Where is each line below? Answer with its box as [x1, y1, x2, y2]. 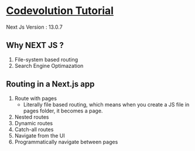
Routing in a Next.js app [6, 79, 95, 89]
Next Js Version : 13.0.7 [6, 23, 63, 30]
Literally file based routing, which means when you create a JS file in [23, 101, 190, 108]
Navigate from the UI [14, 132, 66, 139]
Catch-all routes [14, 126, 54, 133]
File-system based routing [14, 56, 78, 63]
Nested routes [14, 113, 49, 121]
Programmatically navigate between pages [14, 138, 118, 145]
